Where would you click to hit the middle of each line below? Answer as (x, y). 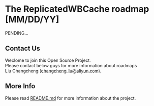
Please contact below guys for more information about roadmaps (71, 65)
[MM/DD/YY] (32, 19)
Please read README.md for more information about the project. (71, 98)
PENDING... (17, 33)
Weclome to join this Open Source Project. (48, 60)
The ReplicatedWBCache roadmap (77, 9)
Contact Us (23, 48)
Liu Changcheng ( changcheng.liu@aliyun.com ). (53, 71)
